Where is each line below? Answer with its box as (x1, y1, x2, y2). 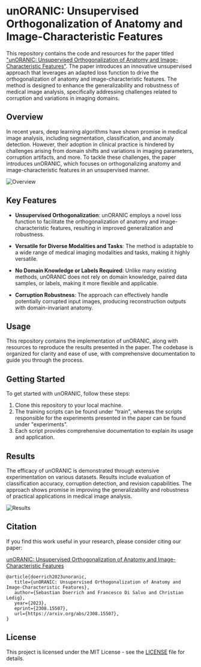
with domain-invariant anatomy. (14, 304, 94, 311)
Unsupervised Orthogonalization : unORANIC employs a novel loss (14, 211, 182, 219)
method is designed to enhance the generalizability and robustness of (6, 81, 179, 88)
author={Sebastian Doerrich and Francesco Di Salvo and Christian (14, 589, 184, 595)
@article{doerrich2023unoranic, (6, 574, 87, 580)
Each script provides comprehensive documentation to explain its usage (14, 427, 194, 435)
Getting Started (6, 374, 65, 384)
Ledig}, (6, 595, 26, 601)
